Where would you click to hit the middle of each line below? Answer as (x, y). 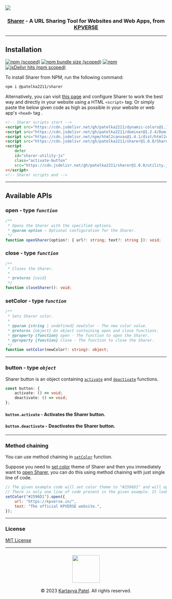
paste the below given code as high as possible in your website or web (80, 107)
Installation (24, 50)
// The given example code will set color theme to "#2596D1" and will (83, 487)
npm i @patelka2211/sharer (34, 87)
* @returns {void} (27, 278)
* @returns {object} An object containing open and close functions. (83, 331)
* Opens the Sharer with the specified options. (60, 226)
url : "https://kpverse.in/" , (46, 501)
